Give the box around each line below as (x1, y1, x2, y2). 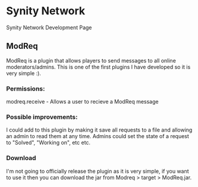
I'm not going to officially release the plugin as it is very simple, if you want (6, 167, 189, 174)
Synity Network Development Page (6, 24, 92, 31)
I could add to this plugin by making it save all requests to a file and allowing (6, 126, 193, 133)
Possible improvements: (6, 113, 78, 121)
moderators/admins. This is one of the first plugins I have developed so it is (6, 63, 191, 70)
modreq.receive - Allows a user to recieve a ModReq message (6, 98, 159, 105)
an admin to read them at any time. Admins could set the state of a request (6, 133, 189, 140)
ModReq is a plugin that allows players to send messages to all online (6, 57, 177, 64)
